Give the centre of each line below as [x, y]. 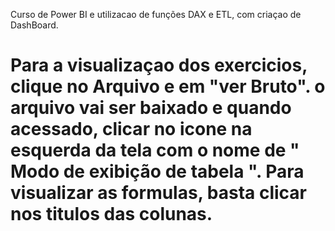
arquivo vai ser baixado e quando [151, 108]
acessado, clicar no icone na [131, 129]
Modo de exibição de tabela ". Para [157, 171]
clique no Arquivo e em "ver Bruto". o [168, 86]
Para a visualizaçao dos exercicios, [159, 65]
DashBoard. [34, 25]
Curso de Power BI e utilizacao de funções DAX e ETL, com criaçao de [156, 14]
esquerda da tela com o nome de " [155, 150]
